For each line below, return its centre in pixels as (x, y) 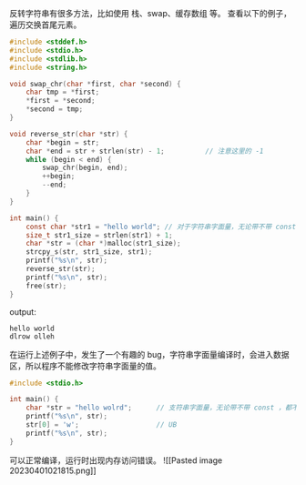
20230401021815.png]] (53, 470)
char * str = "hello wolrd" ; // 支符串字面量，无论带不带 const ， (155, 408)
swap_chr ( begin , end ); (85, 168)
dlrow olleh (32, 336)
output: (23, 311)
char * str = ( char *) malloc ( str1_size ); (103, 244)
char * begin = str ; (63, 142)
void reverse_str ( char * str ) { (69, 134)
